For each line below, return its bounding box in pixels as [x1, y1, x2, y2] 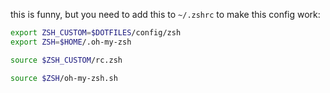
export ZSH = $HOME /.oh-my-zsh [10, 37, 132, 47]
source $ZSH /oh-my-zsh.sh [10, 73, 118, 83]
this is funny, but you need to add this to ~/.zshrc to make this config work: [10, 9, 321, 20]
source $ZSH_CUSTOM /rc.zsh [10, 55, 123, 65]
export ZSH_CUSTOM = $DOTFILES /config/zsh [10, 28, 182, 38]
